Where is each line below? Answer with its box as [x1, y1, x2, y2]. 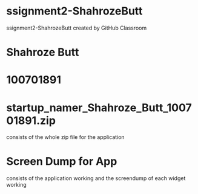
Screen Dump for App [6, 155, 117, 169]
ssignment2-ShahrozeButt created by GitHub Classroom [6, 24, 147, 31]
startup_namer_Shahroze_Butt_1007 [6, 101, 192, 114]
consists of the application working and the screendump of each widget [6, 175, 186, 182]
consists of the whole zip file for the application [6, 134, 125, 141]
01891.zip [6, 114, 56, 128]
